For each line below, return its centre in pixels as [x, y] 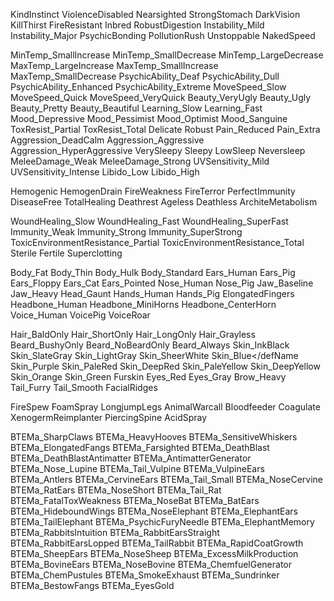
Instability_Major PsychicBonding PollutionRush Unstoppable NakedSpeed [163, 35]
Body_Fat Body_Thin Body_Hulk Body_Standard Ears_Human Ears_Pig [153, 272]
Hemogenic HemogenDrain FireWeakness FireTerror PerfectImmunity [153, 191]
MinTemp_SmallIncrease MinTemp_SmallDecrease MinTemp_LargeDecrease [167, 55]
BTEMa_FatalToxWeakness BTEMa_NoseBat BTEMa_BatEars [135, 500]
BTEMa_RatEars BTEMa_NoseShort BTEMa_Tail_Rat [116, 490]
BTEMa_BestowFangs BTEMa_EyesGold [92, 585]
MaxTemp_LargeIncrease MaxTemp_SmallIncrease [114, 65]
